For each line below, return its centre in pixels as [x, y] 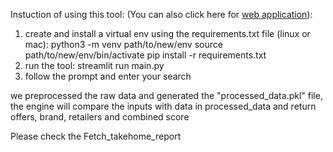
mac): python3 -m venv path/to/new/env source [123, 44]
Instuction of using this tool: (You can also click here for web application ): [161, 14]
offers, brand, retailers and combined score [100, 117]
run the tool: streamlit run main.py [94, 65]
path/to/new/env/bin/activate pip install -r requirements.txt [145, 55]
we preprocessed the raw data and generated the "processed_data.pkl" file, [166, 95]
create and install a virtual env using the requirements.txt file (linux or [167, 33]
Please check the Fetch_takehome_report [96, 136]
